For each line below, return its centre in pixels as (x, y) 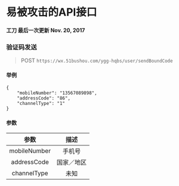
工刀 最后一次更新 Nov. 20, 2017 (46, 30)
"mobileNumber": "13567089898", (57, 93)
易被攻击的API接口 (52, 12)
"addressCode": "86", (44, 98)
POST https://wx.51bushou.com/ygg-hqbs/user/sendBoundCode (97, 61)
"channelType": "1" (41, 104)
